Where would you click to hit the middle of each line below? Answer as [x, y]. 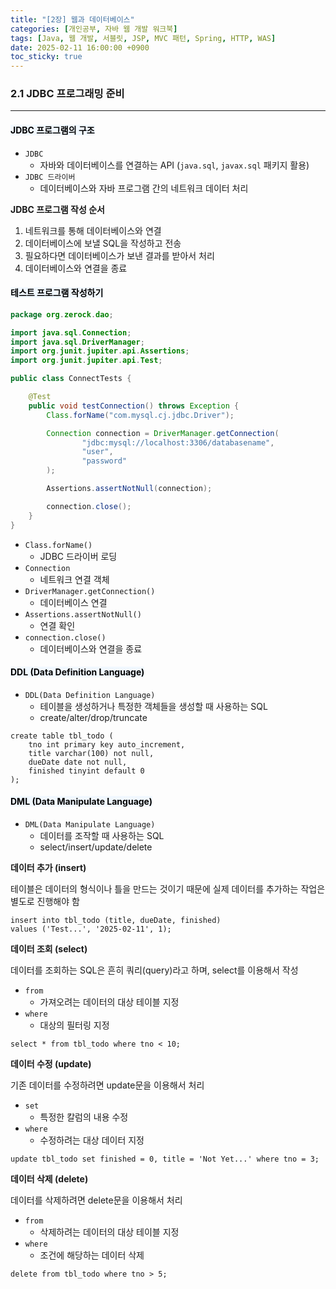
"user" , [97, 452]
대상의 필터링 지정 [74, 1025]
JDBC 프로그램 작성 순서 [57, 209]
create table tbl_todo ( [62, 736]
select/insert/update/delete [96, 847]
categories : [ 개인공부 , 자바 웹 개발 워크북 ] [94, 29]
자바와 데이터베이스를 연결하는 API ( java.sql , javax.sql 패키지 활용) [174, 165]
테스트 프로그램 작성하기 [57, 293]
